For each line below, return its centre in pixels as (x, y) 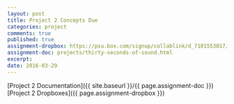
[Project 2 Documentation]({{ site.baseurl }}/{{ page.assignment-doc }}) (110, 85)
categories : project (37, 27)
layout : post (26, 14)
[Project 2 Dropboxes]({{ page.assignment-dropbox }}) (86, 93)
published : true (31, 40)
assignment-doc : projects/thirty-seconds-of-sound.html (90, 53)
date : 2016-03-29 (32, 66)
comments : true (29, 33)
